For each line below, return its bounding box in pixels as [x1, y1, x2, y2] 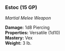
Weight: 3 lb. [5, 40, 32, 46]
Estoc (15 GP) [5, 4, 38, 11]
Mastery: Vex [5, 35, 33, 41]
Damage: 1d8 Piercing [5, 25, 50, 30]
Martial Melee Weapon [5, 15, 51, 21]
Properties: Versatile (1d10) [5, 30, 60, 36]
